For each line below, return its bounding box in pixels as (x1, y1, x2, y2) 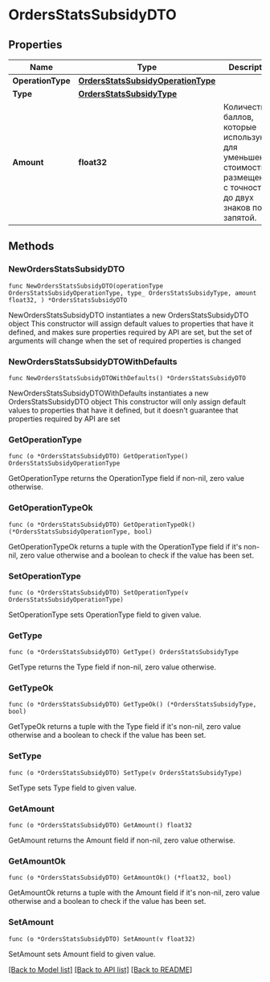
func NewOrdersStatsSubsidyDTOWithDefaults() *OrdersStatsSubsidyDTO (8, 374, 247, 382)
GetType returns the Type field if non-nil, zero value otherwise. (8, 662, 217, 672)
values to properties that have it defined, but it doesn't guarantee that (8, 405, 239, 415)
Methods (8, 239, 55, 253)
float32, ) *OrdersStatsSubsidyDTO (8, 296, 128, 304)
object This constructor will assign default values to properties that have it (8, 318, 254, 328)
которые (223, 122, 257, 132)
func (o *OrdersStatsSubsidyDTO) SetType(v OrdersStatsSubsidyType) (8, 769, 243, 777)
